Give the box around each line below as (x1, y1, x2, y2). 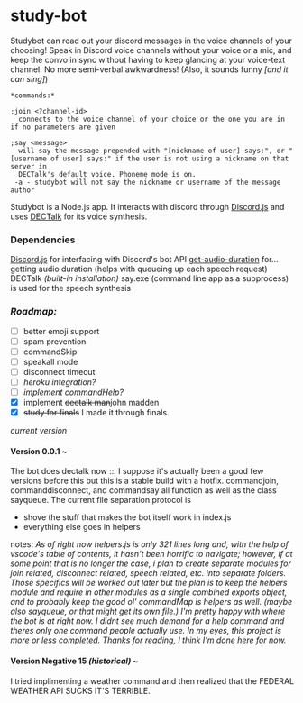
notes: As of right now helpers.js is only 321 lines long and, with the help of (10, 539, 289, 550)
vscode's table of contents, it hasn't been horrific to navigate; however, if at (10, 549, 293, 560)
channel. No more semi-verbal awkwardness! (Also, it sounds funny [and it (10, 64, 289, 75)
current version (10, 425, 68, 436)
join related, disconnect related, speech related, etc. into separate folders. (10, 568, 287, 579)
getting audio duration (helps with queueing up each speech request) (10, 263, 269, 275)
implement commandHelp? (23, 387, 124, 397)
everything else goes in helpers (23, 522, 141, 533)
